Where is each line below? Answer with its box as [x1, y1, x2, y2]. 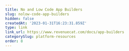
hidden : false [5, 16, 34, 21]
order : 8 [5, 39, 23, 44]
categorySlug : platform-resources [5, 34, 76, 39]
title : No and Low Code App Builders [5, 7, 83, 12]
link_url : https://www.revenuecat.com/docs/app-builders [5, 30, 125, 34]
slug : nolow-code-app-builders [5, 12, 69, 17]
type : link [5, 25, 28, 30]
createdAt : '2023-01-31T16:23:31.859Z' [5, 20, 87, 26]
